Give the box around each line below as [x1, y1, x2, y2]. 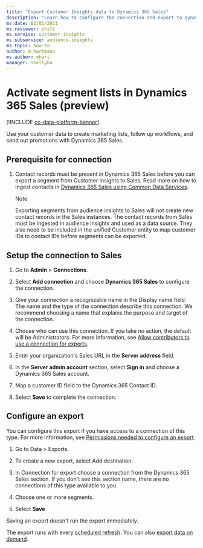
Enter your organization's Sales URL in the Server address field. [14, 352, 175, 359]
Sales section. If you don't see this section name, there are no [14, 475, 169, 483]
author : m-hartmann [6, 48, 56, 55]
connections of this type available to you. [14, 481, 118, 489]
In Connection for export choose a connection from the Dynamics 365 [14, 469, 190, 476]
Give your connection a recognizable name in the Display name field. [14, 296, 187, 304]
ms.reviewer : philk [6, 25, 56, 32]
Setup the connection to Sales [6, 250, 122, 261]
